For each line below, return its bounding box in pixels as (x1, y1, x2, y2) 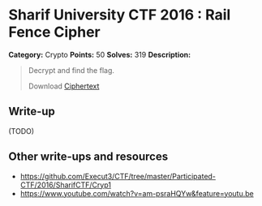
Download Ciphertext (28, 81, 100, 91)
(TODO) (8, 126, 35, 135)
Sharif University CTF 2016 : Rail (8, 6, 231, 24)
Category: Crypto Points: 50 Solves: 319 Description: (8, 49, 191, 59)
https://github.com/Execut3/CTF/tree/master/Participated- (19, 171, 217, 181)
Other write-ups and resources (8, 150, 169, 164)
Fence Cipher (8, 23, 101, 41)
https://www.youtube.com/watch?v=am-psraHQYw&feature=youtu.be (19, 188, 254, 198)
